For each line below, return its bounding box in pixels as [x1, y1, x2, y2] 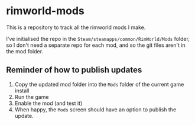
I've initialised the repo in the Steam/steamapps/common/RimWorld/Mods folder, [6, 35, 190, 42]
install [14, 87, 30, 94]
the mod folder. [6, 47, 43, 55]
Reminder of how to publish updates [6, 65, 142, 75]
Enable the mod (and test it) [14, 100, 83, 107]
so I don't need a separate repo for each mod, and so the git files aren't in [6, 41, 186, 49]
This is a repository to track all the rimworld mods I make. [6, 24, 146, 31]
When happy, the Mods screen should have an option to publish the [14, 105, 177, 113]
